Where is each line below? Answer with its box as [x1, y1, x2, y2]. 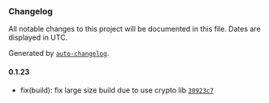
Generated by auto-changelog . [8, 49, 110, 58]
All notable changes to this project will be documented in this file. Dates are [8, 24, 262, 34]
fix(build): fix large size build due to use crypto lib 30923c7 [20, 85, 214, 95]
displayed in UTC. [8, 32, 68, 42]
